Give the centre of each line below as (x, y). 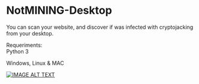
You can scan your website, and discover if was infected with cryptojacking (100, 27)
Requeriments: (24, 45)
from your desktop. (30, 33)
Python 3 (17, 51)
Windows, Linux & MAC (35, 63)
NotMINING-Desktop (59, 10)
